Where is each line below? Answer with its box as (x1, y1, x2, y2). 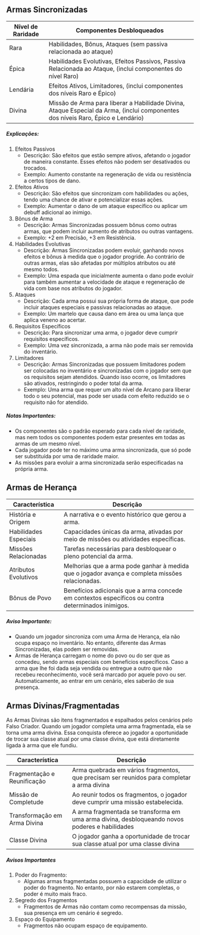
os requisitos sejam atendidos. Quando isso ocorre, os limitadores (23, 373, 186, 380)
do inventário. (23, 348, 58, 355)
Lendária (9, 85, 34, 94)
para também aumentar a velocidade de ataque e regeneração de (23, 278, 186, 285)
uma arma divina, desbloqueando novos (71, 815, 184, 824)
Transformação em (9, 812, 62, 820)
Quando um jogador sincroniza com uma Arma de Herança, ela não (14, 633, 180, 640)
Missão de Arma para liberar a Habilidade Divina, (48, 98, 185, 107)
